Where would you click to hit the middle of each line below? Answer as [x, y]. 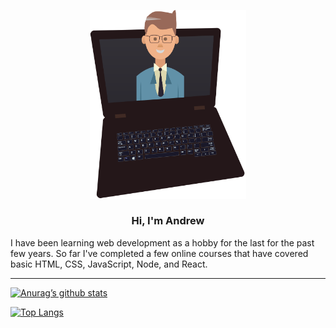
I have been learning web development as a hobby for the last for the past [162, 242]
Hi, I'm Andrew [168, 221]
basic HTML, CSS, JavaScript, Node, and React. [109, 264]
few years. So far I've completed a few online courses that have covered [159, 253]
